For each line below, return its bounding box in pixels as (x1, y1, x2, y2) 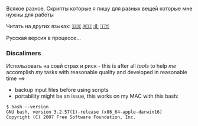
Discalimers (6, 49, 41, 57)
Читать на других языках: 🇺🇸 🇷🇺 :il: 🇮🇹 (6, 23, 109, 29)
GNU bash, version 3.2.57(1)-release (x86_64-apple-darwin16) (6, 109, 163, 115)
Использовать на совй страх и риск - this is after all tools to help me (6, 62, 176, 69)
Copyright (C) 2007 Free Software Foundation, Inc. (6, 114, 136, 120)
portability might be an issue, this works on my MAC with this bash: (14, 92, 179, 100)
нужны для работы (6, 11, 54, 18)
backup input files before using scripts (14, 87, 109, 94)
